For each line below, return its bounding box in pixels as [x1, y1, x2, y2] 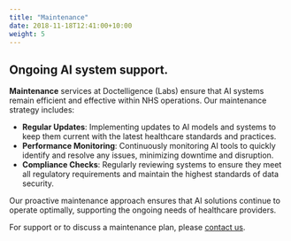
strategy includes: [9, 105, 75, 115]
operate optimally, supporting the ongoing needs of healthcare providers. [9, 205, 277, 215]
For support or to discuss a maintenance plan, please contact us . [9, 222, 246, 233]
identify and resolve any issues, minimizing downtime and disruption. [21, 150, 274, 160]
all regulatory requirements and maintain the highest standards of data [21, 169, 280, 180]
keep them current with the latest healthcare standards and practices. [21, 131, 277, 142]
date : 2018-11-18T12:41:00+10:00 [9, 21, 133, 30]
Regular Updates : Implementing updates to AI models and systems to [21, 121, 277, 133]
